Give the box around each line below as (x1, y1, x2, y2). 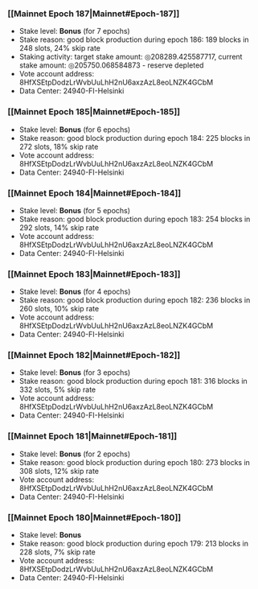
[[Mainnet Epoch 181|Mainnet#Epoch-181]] (7, 430, 178, 442)
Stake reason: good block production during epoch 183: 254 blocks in (18, 214, 251, 224)
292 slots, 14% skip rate (18, 222, 100, 233)
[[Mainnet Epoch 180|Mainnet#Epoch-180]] (7, 512, 182, 523)
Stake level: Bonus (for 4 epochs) (18, 286, 131, 297)
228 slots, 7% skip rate (18, 547, 96, 557)
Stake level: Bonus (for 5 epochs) (18, 205, 130, 215)
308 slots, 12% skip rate (18, 466, 100, 476)
